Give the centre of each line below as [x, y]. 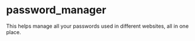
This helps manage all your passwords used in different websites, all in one [97, 26]
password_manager [56, 10]
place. [14, 32]
